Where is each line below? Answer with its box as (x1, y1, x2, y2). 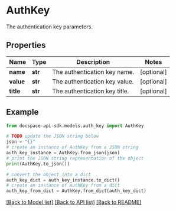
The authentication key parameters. (6, 23, 93, 30)
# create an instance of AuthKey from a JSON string (6, 144, 139, 151)
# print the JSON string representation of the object (6, 155, 144, 161)
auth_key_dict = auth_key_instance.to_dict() (6, 177, 120, 183)
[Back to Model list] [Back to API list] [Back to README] (6, 199, 142, 206)
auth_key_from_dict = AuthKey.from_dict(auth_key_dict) (6, 188, 146, 194)
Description (76, 57, 110, 66)
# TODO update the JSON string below (6, 134, 99, 139)
